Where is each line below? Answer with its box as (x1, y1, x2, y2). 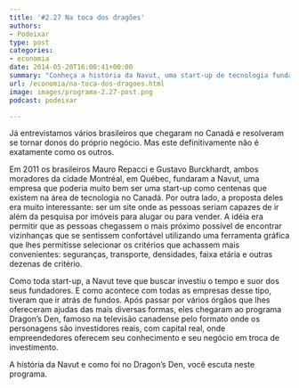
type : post (9, 37, 50, 47)
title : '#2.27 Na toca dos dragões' (9, 12, 145, 22)
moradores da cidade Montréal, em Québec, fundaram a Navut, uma (9, 174, 260, 184)
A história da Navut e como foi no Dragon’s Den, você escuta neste (9, 360, 255, 370)
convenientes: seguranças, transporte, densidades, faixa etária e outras (9, 249, 273, 260)
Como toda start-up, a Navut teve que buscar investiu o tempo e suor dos (9, 276, 280, 287)
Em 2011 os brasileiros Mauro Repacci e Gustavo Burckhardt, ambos (9, 164, 259, 174)
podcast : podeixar (9, 95, 77, 105)
